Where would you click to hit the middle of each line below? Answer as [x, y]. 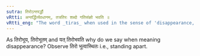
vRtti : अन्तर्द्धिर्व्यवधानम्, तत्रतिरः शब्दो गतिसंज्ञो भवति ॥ [58, 17]
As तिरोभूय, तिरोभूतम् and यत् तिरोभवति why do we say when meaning [83, 40]
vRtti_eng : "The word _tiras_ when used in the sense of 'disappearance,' [102, 23]
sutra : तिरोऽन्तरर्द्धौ [25, 12]
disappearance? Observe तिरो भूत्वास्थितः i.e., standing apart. [77, 46]
